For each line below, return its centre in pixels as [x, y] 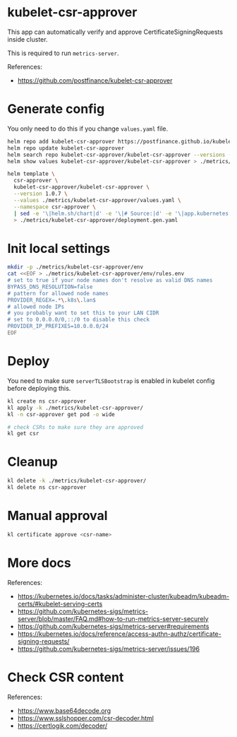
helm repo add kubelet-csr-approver [61, 141]
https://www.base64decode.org [64, 710]
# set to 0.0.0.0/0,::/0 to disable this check [79, 320]
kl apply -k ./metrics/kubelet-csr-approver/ [75, 408]
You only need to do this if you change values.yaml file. [87, 129]
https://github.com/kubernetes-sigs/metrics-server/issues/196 [108, 649]
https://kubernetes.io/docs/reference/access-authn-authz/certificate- [119, 634]
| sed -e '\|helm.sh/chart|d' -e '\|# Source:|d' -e [93, 213]
